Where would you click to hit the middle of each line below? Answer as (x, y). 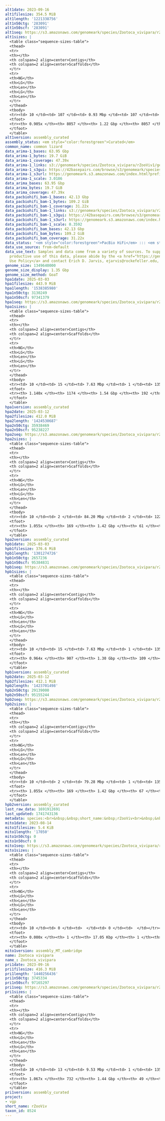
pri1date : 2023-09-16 (27, 964)
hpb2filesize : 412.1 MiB (30, 681)
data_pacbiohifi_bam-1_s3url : (36, 220)
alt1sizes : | (18, 37)
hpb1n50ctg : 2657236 (26, 558)
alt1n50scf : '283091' (27, 28)
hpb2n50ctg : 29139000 (27, 690)
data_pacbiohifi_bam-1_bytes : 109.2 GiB (47, 201)
